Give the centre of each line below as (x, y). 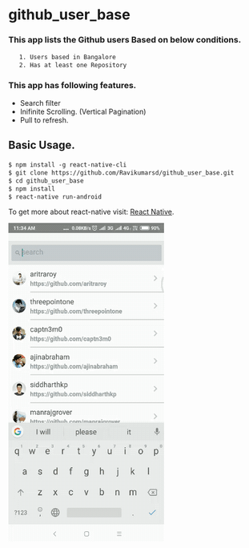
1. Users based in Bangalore (67, 58)
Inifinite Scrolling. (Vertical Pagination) (83, 111)
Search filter (40, 103)
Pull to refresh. (44, 120)
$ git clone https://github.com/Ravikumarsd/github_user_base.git (121, 173)
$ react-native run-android (55, 197)
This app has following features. (72, 86)
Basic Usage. (42, 145)
